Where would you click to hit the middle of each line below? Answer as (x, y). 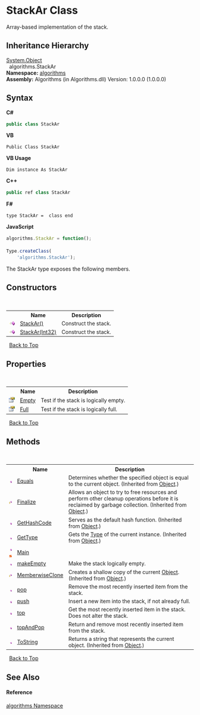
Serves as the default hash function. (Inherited (125, 520)
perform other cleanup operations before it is (123, 499)
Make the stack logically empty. (107, 564)
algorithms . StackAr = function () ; (49, 239)
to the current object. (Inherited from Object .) (124, 484)
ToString (27, 642)
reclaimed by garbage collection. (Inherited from (127, 505)
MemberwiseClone (40, 575)
